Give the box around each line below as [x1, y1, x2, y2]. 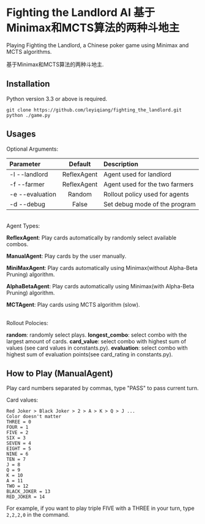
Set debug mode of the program [103, 200, 196, 208]
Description [103, 160, 139, 168]
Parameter [9, 160, 41, 168]
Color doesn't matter [6, 414, 62, 420]
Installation [6, 79, 50, 89]
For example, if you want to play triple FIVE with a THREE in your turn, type [6, 504, 195, 512]
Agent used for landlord [103, 170, 171, 178]
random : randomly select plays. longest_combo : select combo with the [6, 331, 187, 339]
